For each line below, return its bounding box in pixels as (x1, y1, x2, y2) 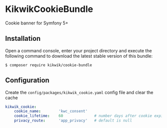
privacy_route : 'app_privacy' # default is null (14, 118, 133, 123)
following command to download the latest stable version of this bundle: (5, 53, 153, 59)
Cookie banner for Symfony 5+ (5, 20, 69, 26)
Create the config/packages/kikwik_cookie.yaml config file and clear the (5, 89, 154, 95)
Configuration (5, 76, 50, 85)
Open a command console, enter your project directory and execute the (5, 47, 152, 53)
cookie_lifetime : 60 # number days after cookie (14, 114, 153, 119)
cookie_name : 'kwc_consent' (14, 109, 88, 114)
